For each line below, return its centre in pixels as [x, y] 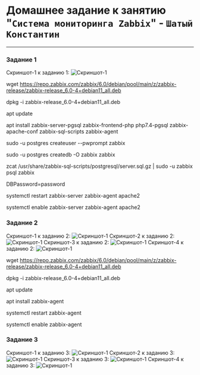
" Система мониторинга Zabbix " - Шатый [100, 23]
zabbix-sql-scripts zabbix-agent [79, 131]
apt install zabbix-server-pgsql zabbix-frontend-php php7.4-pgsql [87, 125]
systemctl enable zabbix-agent [44, 324]
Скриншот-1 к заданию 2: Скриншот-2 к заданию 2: [90, 236]
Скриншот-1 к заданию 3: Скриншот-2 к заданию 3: [90, 352]
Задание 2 [22, 223]
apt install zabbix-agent [35, 301]
